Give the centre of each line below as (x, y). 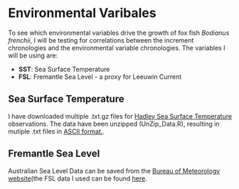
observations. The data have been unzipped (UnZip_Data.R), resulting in (114, 124)
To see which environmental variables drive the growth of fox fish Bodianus (119, 33)
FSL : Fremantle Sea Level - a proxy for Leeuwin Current (100, 77)
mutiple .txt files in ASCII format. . (57, 131)
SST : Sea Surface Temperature (64, 69)
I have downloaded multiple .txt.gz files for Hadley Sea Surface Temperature (120, 116)
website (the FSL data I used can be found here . (78, 178)
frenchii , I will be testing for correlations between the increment (101, 40)
